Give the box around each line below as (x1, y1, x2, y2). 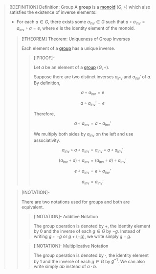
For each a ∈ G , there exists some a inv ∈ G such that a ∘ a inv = (16, 19, 145, 26)
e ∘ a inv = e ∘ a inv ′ (74, 168, 111, 175)
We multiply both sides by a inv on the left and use (33, 131, 134, 138)
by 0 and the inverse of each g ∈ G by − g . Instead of (33, 228, 141, 234)
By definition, (33, 80, 61, 86)
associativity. (33, 137, 61, 143)
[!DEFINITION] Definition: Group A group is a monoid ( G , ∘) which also (9, 4, 151, 10)
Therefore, (33, 111, 55, 116)
